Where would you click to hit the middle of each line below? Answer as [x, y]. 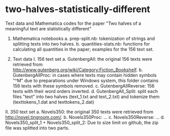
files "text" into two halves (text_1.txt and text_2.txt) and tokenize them [86, 97]
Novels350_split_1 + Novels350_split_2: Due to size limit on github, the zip [82, 122]
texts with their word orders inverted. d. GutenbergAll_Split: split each [85, 91]
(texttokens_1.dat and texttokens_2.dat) [53, 102]
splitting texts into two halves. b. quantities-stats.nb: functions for [81, 43]
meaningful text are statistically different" [48, 28]
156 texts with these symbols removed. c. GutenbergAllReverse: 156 [83, 86]
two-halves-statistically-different [78, 9]
